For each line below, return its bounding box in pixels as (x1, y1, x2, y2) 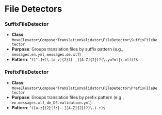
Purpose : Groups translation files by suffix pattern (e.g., (11, 46, 124, 52)
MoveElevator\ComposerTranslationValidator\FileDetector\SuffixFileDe (11, 38, 158, 43)
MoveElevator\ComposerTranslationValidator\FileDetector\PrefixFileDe (11, 86, 158, 91)
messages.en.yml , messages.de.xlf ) (11, 51, 81, 57)
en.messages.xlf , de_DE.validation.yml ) (11, 99, 92, 105)
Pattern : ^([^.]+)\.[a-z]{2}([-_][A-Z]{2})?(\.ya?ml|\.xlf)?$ (11, 57, 138, 63)
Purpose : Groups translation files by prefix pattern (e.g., (11, 94, 124, 100)
